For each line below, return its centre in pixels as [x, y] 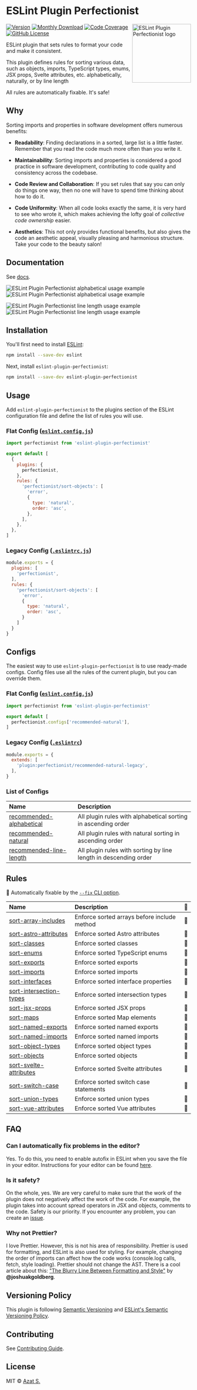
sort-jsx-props [30, 1008]
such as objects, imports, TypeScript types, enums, [68, 68]
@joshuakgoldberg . [31, 1277]
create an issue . [26, 1218]
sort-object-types [35, 1046]
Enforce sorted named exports [116, 1027]
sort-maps [24, 1017]
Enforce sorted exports [106, 962]
